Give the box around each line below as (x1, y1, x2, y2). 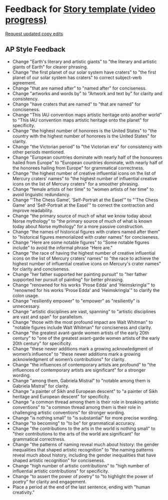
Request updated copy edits (5, 31, 63, 37)
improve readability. (12, 207, 53, 213)
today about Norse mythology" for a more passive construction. (12, 223, 144, 229)
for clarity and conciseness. (12, 266, 70, 272)
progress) (5, 14, 47, 26)
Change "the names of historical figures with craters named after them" (12, 229, 160, 235)
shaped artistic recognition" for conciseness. (12, 457, 105, 463)
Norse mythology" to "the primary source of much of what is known (12, 218, 152, 224)
